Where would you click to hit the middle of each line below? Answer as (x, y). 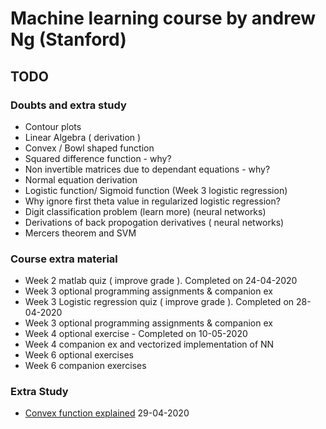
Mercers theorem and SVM (80, 233)
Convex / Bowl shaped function (89, 148)
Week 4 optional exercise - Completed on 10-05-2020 (136, 334)
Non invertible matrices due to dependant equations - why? (147, 169)
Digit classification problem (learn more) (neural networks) (145, 211)
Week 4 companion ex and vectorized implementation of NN (149, 344)
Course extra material (64, 259)
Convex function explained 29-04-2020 (107, 413)
